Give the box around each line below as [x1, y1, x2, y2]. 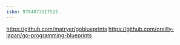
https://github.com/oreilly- [108, 25, 175, 32]
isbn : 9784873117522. [6, 8, 61, 15]
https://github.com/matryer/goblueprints [6, 25, 107, 32]
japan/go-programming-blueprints [6, 31, 92, 39]
